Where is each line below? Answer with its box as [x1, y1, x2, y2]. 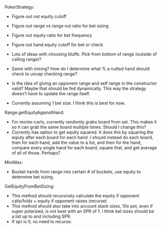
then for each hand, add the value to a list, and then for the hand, [11, 140, 142, 145]
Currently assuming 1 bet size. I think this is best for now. [11, 100, 126, 106]
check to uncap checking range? [11, 71, 78, 77]
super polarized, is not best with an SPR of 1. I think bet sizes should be [11, 209, 154, 214]
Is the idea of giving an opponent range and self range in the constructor [11, 80, 157, 86]
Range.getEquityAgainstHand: [4, 109, 65, 115]
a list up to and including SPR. [11, 213, 71, 219]
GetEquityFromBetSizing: [4, 183, 55, 189]
